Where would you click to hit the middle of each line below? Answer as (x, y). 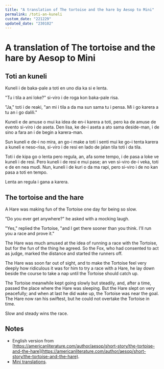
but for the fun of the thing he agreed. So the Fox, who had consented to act (82, 248)
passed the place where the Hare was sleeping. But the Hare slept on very (80, 288)
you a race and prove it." (30, 234)
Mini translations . (30, 362)
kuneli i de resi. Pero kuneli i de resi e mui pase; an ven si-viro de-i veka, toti (82, 162)
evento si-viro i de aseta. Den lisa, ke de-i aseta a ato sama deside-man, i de (82, 127)
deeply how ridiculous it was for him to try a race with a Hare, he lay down (80, 268)
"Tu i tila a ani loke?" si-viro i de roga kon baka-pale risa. (62, 98)
